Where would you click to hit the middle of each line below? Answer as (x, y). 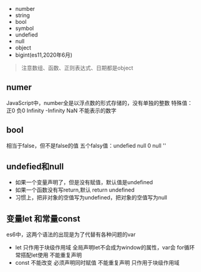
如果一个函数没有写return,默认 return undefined (75, 190)
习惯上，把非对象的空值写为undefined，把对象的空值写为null (91, 198)
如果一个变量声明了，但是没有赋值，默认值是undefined (84, 182)
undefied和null (35, 167)
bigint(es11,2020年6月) (44, 55)
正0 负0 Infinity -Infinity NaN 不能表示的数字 (62, 110)
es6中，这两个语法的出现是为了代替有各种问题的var (71, 235)
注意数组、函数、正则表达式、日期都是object (77, 68)
